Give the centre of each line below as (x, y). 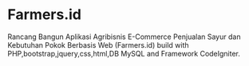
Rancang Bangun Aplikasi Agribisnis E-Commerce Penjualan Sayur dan (124, 37)
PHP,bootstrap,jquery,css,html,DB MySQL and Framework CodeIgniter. (124, 53)
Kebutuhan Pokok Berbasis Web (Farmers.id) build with (98, 45)
